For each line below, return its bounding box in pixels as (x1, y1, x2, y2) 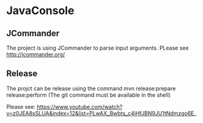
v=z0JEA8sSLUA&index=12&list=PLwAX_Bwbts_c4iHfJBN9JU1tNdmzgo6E (6, 110, 194, 117)
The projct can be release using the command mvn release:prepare (6, 84, 176, 92)
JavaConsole (6, 4, 75, 18)
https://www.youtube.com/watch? (36, 103, 123, 110)
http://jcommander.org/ (6, 51, 65, 58)
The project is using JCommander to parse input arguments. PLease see (6, 44, 189, 51)
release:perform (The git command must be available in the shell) (6, 91, 171, 99)
